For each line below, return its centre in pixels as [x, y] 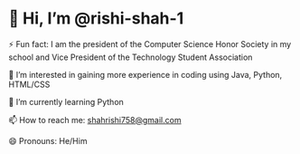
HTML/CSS [29, 84]
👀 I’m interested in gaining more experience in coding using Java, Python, [145, 74]
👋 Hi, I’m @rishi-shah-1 [96, 19]
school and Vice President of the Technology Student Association [131, 57]
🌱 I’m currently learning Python [66, 101]
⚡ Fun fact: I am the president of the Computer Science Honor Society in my [150, 43]
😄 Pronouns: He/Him [48, 140]
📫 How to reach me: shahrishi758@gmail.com [95, 120]
